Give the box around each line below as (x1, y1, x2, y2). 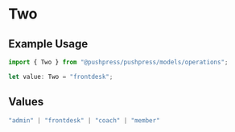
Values (8, 95, 44, 109)
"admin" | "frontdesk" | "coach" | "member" (8, 116, 160, 125)
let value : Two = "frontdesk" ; (8, 72, 113, 80)
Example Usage (8, 37, 89, 51)
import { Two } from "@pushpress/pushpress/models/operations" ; (8, 58, 229, 66)
